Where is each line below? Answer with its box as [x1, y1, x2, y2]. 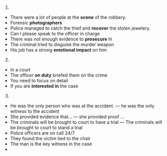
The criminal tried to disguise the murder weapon [10, 41, 114, 48]
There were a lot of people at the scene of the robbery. [10, 14, 127, 20]
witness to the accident [10, 108, 60, 114]
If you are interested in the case [10, 83, 78, 89]
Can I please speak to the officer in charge [10, 31, 100, 36]
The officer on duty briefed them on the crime [10, 72, 108, 78]
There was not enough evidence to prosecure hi [10, 36, 112, 42]
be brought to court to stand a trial [10, 125, 83, 130]
